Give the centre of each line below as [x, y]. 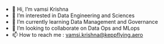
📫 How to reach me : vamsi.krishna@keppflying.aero [77, 35]
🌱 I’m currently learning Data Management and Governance [85, 22]
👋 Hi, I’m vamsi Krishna [40, 9]
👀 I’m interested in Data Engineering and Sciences [73, 15]
